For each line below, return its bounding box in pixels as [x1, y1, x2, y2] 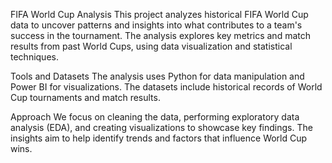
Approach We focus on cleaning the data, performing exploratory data [10, 111, 300, 123]
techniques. [10, 51, 59, 63]
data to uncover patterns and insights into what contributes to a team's [10, 19, 303, 31]
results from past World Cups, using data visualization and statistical [10, 40, 293, 52]
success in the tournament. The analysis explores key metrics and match [10, 30, 311, 41]
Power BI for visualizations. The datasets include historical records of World [10, 81, 323, 93]
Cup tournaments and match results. [10, 92, 161, 103]
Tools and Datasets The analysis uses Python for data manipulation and [10, 70, 305, 82]
